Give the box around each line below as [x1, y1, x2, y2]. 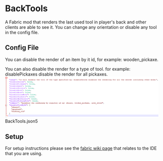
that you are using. [5, 150, 43, 156]
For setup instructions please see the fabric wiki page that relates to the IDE [5, 145, 157, 151]
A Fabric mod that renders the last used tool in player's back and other [5, 19, 147, 25]
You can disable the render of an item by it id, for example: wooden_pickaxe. [5, 57, 159, 62]
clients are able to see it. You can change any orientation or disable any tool [5, 24, 157, 30]
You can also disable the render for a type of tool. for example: [5, 66, 130, 72]
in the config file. [5, 29, 39, 35]
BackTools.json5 [5, 118, 38, 124]
